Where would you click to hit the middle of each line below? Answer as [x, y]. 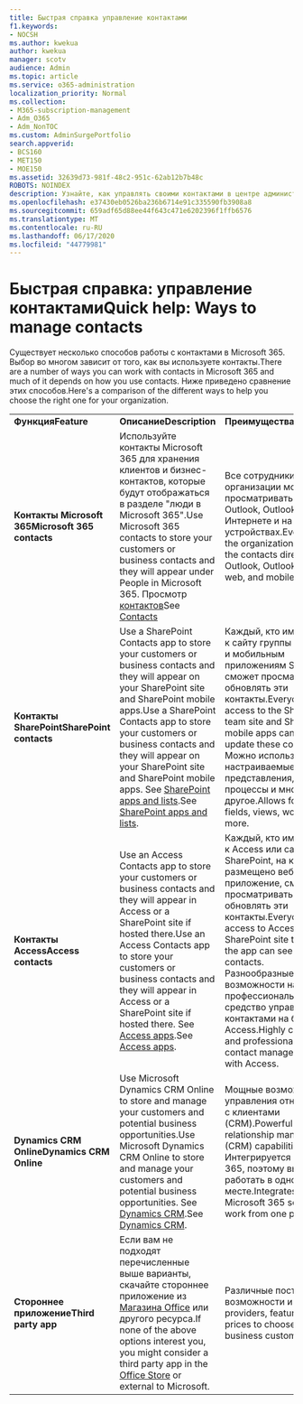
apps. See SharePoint [165, 789]
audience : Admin [40, 69]
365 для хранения [160, 459]
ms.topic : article [44, 77]
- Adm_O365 [30, 118]
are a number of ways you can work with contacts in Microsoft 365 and [142, 372]
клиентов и [144, 470]
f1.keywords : [34, 26]
